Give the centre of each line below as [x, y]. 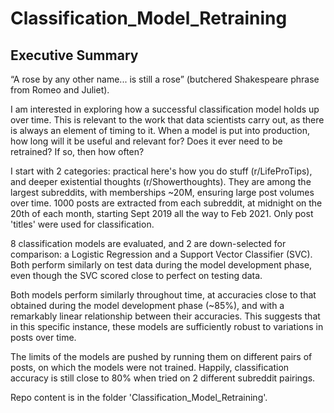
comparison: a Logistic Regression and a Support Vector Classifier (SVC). [161, 254]
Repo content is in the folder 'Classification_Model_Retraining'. [139, 397]
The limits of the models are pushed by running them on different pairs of [161, 356]
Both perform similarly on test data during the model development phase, [161, 265]
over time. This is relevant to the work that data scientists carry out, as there [167, 120]
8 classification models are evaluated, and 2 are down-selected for [148, 243]
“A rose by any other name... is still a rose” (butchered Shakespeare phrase [165, 79]
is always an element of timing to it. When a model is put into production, [160, 130]
